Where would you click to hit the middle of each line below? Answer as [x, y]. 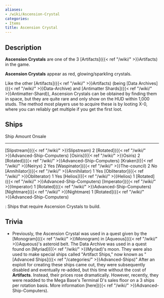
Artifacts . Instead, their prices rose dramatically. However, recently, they [85, 275]
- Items [13, 23]
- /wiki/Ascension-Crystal [32, 14]
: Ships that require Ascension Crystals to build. [53, 206]
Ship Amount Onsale [26, 136]
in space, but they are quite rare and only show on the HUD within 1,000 [77, 99]
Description [23, 48]
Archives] [148, 83]
